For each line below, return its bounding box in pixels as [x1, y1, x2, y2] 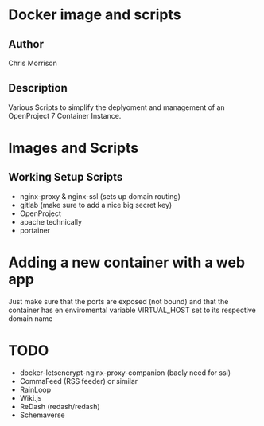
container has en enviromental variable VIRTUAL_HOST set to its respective [8, 305, 256, 315]
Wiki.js [19, 393, 42, 403]
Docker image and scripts [8, 6, 181, 24]
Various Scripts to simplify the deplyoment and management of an [8, 102, 225, 112]
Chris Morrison [8, 58, 58, 68]
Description [8, 81, 68, 95]
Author [8, 37, 44, 51]
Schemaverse [19, 410, 65, 420]
